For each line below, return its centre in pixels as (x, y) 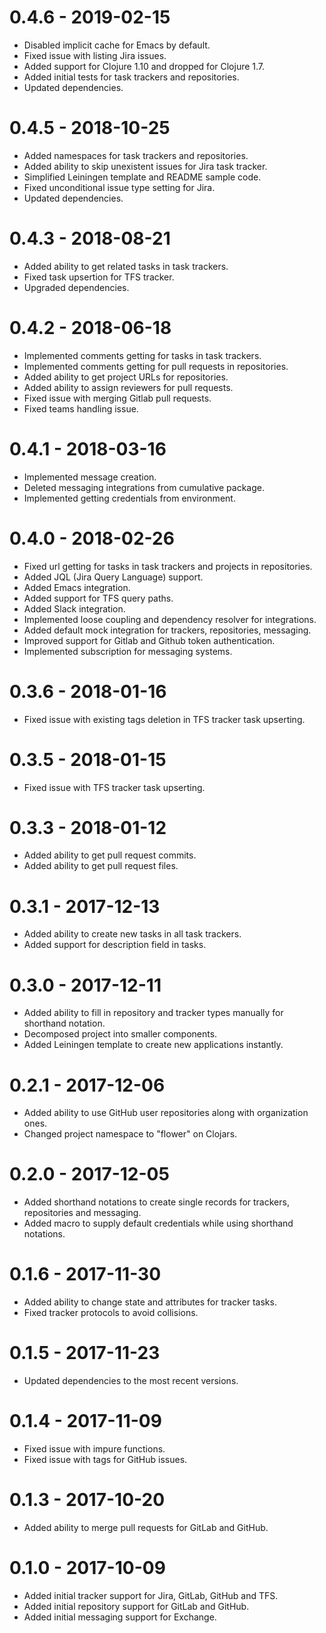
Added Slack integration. (74, 608)
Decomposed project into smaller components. (120, 1034)
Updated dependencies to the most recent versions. (131, 1381)
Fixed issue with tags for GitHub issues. (105, 1459)
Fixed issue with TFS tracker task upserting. (114, 787)
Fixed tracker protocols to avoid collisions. (111, 1313)
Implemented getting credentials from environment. (129, 498)
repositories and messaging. (82, 1213)
